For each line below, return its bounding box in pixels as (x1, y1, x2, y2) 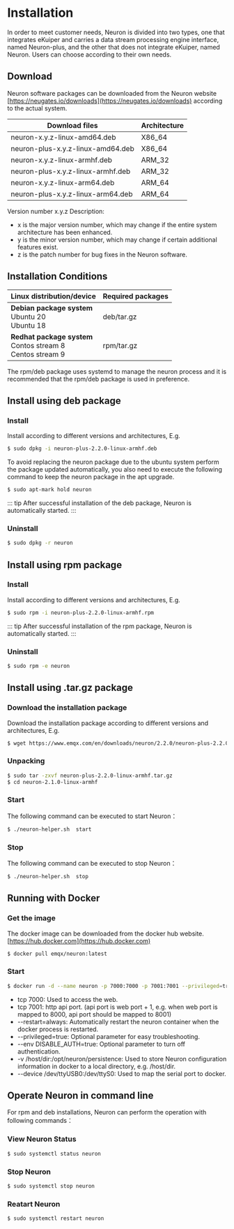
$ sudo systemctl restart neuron (7, 1215, 104, 1222)
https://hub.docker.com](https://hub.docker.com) (9, 936, 151, 945)
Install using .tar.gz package (7, 682, 134, 694)
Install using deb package (7, 395, 122, 407)
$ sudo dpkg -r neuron (7, 539, 73, 546)
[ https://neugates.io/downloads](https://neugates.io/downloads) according (7, 96, 223, 105)
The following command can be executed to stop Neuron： (7, 859, 177, 867)
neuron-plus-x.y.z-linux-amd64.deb (10, 143, 134, 153)
